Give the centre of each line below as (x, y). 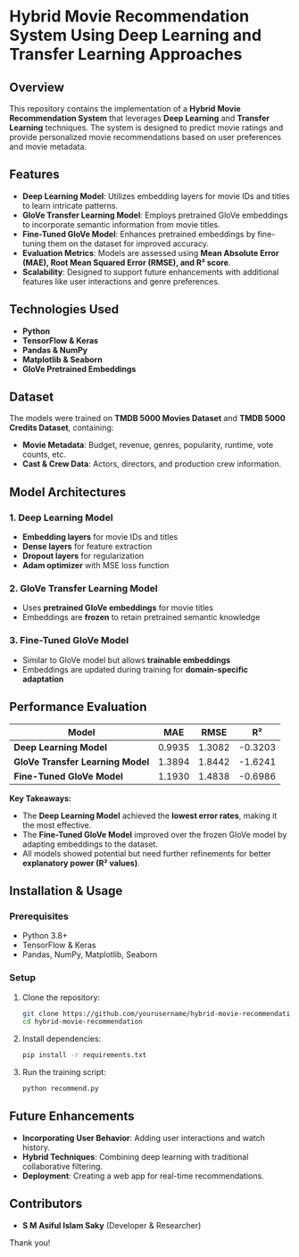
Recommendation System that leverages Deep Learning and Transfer (140, 118)
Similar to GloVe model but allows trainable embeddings (126, 660)
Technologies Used (64, 310)
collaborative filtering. (62, 1166)
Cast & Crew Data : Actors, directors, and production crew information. (152, 464)
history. (36, 1147)
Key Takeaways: (40, 798)
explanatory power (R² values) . (81, 863)
